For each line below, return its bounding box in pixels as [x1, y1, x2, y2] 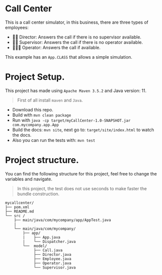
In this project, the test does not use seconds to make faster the [17, 185, 147, 191]
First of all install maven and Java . [17, 97, 83, 103]
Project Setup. [5, 71, 65, 83]
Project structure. [5, 155, 79, 166]
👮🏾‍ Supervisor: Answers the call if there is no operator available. [12, 39, 143, 45]
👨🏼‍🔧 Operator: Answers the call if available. [12, 44, 101, 50]
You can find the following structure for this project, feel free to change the [5, 171, 157, 176]
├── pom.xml [5, 205, 30, 209]
